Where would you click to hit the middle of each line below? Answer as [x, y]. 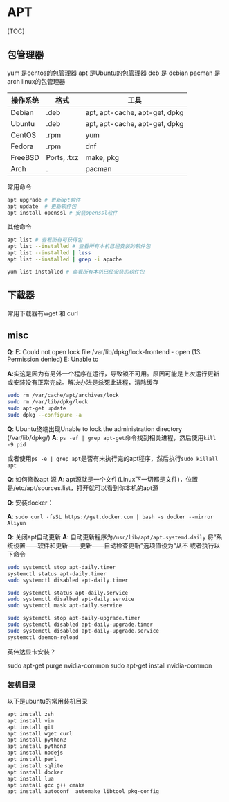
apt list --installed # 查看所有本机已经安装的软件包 [79, 247]
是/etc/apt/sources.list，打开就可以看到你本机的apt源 [83, 488]
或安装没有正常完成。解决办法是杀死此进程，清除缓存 [83, 383]
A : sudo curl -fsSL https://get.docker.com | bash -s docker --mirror [110, 516]
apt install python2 [37, 740]
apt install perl [32, 760]
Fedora [22, 146]
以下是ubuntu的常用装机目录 [48, 701]
